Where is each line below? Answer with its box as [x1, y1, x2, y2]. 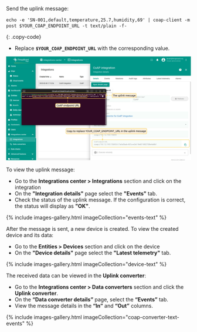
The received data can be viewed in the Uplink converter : [6, 272, 147, 279]
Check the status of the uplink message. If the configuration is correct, [14, 197, 186, 204]
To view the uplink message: [6, 166, 75, 173]
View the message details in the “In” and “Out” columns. [14, 303, 154, 310]
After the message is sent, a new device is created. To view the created [6, 225, 179, 233]
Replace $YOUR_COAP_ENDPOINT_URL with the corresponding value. [14, 45, 170, 52]
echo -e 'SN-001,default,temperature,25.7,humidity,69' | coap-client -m [6, 17, 191, 23]
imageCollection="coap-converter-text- [83, 314, 180, 321]
